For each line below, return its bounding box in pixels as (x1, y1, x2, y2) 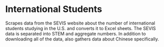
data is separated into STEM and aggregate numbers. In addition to (5, 30, 146, 36)
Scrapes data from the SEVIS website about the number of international (5, 20, 155, 26)
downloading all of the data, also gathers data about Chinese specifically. (5, 36, 159, 42)
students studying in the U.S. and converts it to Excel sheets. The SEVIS (5, 25, 156, 31)
